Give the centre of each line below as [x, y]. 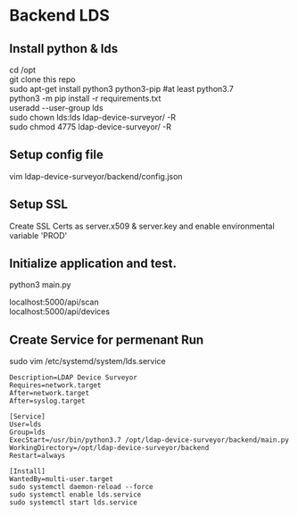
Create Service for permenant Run [107, 340]
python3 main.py [40, 285]
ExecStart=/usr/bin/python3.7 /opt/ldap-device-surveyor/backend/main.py [149, 440]
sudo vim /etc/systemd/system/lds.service [88, 362]
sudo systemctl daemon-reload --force [81, 487]
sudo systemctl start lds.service [74, 503]
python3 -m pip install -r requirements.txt [85, 98]
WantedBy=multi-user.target [62, 479]
